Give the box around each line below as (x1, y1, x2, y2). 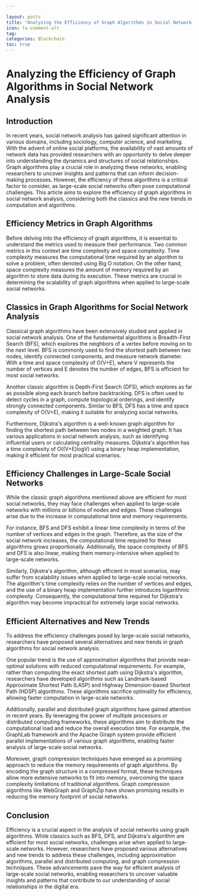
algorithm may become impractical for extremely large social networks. (6, 599, 180, 606)
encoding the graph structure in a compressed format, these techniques (6, 768, 182, 775)
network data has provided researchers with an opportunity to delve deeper (6, 151, 191, 158)
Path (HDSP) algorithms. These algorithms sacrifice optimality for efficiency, (6, 688, 192, 695)
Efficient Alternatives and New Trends (6, 616, 150, 626)
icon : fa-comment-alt (6, 25, 60, 31)
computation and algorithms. (6, 202, 76, 208)
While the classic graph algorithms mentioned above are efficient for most (6, 494, 187, 501)
